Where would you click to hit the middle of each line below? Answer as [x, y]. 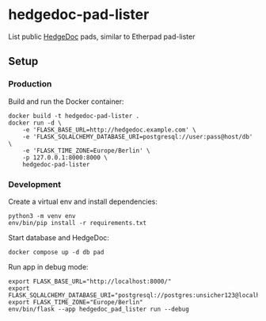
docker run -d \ [35, 123]
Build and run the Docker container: [66, 101]
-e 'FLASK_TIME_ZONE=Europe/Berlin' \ [86, 151]
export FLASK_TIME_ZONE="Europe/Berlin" [76, 302]
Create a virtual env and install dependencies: [83, 201]
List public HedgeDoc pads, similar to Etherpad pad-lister [102, 36]
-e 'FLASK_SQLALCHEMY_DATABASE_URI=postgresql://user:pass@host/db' [138, 136]
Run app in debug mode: [48, 266]
